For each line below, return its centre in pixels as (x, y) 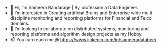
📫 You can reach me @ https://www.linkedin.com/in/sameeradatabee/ (83, 40)
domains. (19, 23)
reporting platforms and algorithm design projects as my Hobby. (76, 34)
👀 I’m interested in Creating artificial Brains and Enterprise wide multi (81, 13)
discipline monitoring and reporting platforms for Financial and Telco (81, 18)
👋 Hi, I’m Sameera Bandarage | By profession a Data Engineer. (74, 8)
